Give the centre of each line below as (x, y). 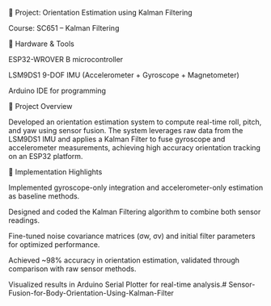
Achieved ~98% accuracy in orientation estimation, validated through (124, 260)
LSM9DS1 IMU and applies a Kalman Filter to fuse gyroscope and (117, 139)
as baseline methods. (44, 196)
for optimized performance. (54, 245)
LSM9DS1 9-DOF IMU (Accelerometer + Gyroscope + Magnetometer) (124, 75)
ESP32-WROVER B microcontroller (66, 59)
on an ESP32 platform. (46, 156)
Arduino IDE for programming (57, 90)
